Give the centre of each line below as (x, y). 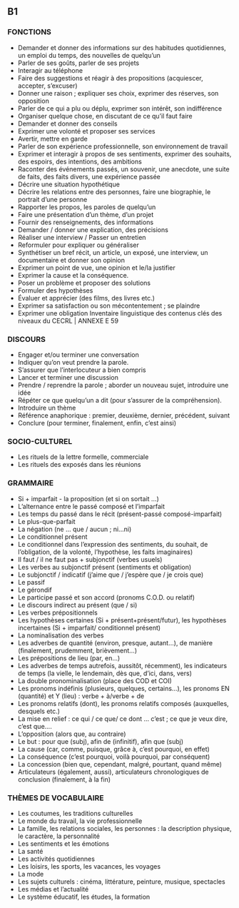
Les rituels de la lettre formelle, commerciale (83, 457)
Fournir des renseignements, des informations (86, 222)
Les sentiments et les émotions (63, 843)
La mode (31, 874)
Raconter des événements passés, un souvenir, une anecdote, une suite (123, 169)
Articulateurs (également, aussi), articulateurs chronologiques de (113, 772)
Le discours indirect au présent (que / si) (77, 605)
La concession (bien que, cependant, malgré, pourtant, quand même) (120, 764)
